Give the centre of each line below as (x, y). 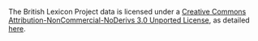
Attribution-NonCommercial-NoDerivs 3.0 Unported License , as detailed (129, 20)
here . (17, 29)
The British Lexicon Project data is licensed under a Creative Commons (127, 12)
